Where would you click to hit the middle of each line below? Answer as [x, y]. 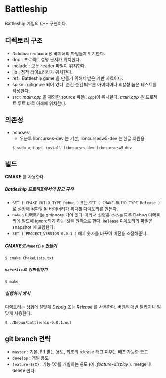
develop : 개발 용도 [31, 358]
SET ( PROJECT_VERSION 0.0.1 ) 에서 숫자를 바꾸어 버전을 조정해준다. [80, 233]
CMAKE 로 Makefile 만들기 [31, 246]
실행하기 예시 [18, 293]
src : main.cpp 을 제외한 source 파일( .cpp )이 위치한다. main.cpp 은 [78, 97]
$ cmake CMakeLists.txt [30, 258]
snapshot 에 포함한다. [34, 227]
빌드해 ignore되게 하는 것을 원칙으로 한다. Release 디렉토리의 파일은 [87, 221]
